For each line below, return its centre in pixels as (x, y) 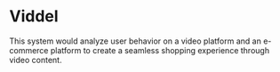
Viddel (34, 16)
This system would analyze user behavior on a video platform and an (136, 41)
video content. (36, 60)
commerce (29, 50)
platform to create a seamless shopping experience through (160, 50)
